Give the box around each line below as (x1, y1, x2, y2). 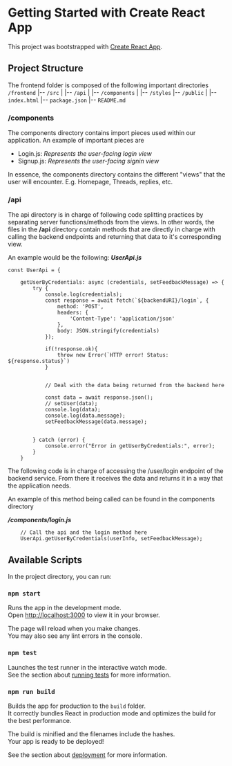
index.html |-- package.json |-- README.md (8, 96, 126, 104)
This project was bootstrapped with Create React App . (8, 42, 163, 51)
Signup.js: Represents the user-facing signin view (17, 157, 159, 166)
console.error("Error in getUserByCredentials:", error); (44, 443, 215, 449)
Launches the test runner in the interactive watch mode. (8, 663, 168, 671)
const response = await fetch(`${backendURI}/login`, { (44, 297, 209, 304)
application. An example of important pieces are (8, 136, 144, 145)
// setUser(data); (44, 400, 98, 407)
